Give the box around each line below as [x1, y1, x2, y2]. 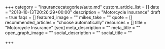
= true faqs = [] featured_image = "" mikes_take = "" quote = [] [5, 15, 132, 20]
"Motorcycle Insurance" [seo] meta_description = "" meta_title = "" [5, 25, 140, 31]
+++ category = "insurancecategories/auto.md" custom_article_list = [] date [5, 4, 160, 10]
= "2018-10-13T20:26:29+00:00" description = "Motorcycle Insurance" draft [5, 9, 161, 15]
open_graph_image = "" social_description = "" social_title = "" [5, 30, 132, 35]
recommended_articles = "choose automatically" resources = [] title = [5, 19, 147, 25]
